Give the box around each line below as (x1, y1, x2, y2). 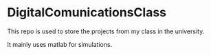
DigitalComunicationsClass (7, 5, 167, 20)
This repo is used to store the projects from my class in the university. (7, 27, 205, 35)
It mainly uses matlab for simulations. (7, 40, 113, 48)
